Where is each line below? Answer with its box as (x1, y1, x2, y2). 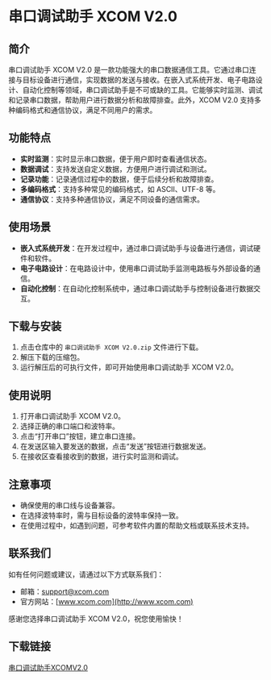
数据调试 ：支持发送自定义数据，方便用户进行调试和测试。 (19, 164, 211, 173)
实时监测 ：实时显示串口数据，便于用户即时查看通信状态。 (19, 154, 211, 164)
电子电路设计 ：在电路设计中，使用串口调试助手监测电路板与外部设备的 (19, 263, 254, 273)
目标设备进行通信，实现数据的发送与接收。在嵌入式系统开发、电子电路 (22, 75, 256, 85)
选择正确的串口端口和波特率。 (19, 421, 119, 432)
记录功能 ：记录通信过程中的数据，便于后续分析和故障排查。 (19, 174, 219, 184)
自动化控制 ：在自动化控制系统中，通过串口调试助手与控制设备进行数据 (19, 283, 254, 293)
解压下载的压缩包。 (19, 353, 85, 362)
